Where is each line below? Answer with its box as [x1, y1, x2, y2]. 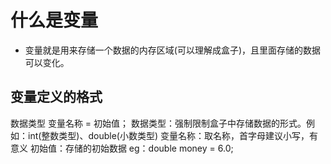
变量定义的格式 [10, 89, 103, 106]
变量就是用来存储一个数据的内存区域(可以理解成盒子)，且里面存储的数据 [24, 44, 322, 56]
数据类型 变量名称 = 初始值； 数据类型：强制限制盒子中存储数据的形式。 [10, 117, 307, 129]
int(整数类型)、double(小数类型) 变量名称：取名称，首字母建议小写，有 [27, 129, 318, 141]
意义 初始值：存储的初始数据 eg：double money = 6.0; [10, 142, 234, 154]
